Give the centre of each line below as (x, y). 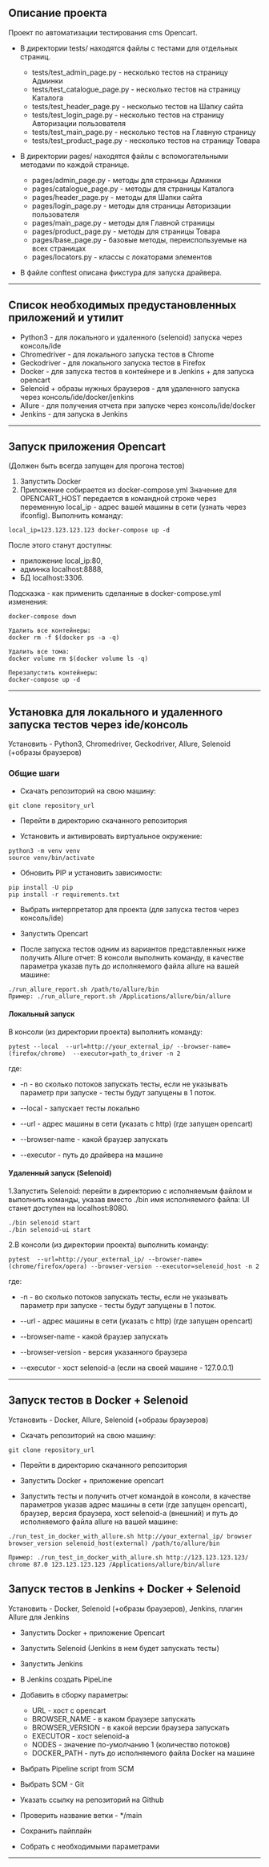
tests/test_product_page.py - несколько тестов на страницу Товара (146, 141)
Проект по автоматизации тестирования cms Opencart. (103, 32)
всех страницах (59, 248)
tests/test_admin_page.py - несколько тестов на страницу (130, 72)
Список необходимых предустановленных (122, 306)
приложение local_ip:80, (61, 561)
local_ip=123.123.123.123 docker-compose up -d (89, 530)
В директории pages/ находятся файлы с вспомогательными (124, 156)
